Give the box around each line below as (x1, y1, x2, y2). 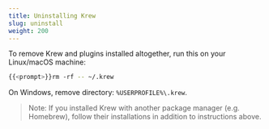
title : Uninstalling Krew (8, 11, 96, 20)
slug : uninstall (8, 19, 63, 27)
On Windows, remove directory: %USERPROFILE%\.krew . (8, 88, 188, 98)
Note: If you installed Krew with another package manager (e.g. (28, 103, 241, 113)
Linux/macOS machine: (8, 57, 87, 67)
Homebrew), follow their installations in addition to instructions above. (28, 112, 262, 122)
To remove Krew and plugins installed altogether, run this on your (8, 49, 226, 59)
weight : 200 (8, 27, 49, 35)
